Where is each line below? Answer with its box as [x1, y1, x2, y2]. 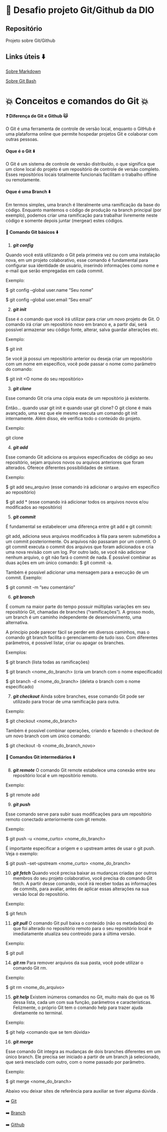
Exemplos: [5, 649, 27, 655]
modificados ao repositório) [5, 504, 63, 510]
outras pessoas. [5, 137, 39, 143]
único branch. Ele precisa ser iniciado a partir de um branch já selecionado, [5, 1054, 161, 1060]
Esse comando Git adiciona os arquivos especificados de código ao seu [5, 454, 153, 460]
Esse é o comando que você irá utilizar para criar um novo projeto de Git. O [5, 316, 160, 322]
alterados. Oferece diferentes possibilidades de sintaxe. [5, 465, 120, 471]
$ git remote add [5, 792, 40, 798]
